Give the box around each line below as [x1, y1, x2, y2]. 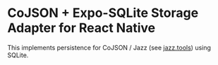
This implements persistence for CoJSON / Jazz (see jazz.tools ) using [7, 43, 212, 52]
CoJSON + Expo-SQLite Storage [7, 5, 199, 21]
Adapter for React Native [7, 20, 156, 36]
